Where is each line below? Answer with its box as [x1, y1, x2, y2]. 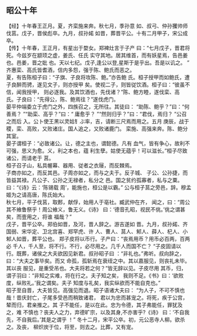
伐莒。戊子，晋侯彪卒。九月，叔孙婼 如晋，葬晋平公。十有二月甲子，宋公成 [6, 29, 188, 36]
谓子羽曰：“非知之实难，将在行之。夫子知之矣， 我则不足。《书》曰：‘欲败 [6, 272, 184, 279]
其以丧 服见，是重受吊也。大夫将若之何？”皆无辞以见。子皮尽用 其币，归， [6, 264, 187, 271]
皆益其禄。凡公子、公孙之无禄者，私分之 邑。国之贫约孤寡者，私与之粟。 [6, 176, 183, 183]
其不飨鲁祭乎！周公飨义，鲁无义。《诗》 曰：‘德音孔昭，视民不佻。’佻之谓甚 [6, 206, 186, 213]
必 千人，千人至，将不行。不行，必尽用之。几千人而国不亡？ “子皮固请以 [6, 243, 182, 250]
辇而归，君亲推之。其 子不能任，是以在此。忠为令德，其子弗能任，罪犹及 [6, 301, 183, 308]
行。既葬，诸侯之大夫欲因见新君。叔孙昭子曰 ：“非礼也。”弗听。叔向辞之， [6, 250, 185, 257]
